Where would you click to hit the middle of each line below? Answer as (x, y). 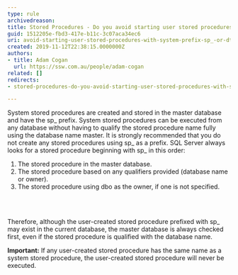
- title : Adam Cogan (38, 60)
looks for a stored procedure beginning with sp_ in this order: (96, 150)
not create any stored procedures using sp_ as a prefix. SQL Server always (116, 143)
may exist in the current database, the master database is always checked (115, 229)
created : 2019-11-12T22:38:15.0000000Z (66, 47)
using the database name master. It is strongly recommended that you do (114, 135)
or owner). (33, 179)
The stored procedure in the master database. (85, 164)
